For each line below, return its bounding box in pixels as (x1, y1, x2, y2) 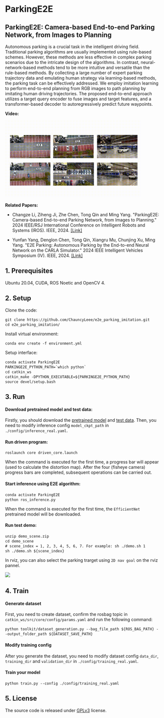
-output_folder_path (5, 632, 47, 637)
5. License (5, 694, 37, 703)
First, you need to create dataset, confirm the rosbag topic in (5, 611, 128, 617)
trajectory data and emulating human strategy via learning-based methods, (5, 75, 157, 81)
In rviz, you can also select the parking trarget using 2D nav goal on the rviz (5, 557, 158, 563)
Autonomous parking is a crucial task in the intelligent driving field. (5, 44, 140, 50)
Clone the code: (5, 307, 38, 313)
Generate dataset (5, 601, 42, 606)
